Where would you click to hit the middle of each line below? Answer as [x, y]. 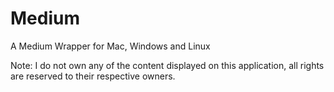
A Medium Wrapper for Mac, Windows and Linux [110, 46]
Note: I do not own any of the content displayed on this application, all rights [167, 65]
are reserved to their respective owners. [93, 76]
